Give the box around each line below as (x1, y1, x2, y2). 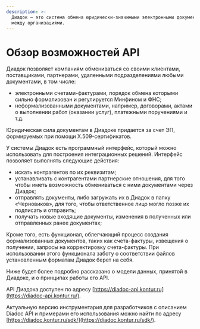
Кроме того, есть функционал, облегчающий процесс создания (6, 231, 168, 238)
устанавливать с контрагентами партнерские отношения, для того (14, 175, 186, 182)
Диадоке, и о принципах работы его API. (6, 274, 110, 281)
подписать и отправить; (14, 207, 76, 214)
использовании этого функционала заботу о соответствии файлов (6, 250, 176, 257)
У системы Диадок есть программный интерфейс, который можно (6, 144, 177, 152)
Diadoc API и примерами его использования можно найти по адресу (6, 310, 182, 317)
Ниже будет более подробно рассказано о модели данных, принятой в (6, 268, 187, 275)
